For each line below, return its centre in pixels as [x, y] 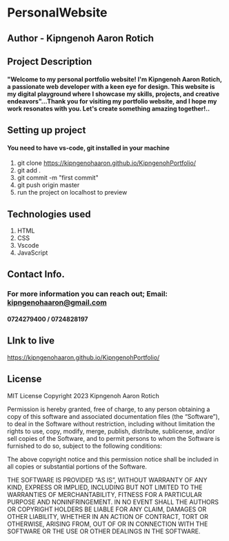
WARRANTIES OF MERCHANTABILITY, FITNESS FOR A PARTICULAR [104, 494]
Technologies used [49, 214]
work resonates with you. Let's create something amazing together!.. [109, 108]
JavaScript [32, 253]
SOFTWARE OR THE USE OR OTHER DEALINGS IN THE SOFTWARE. [104, 531]
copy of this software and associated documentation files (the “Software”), [113, 416]
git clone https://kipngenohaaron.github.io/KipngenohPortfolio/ [107, 163]
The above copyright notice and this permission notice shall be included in [113, 459]
